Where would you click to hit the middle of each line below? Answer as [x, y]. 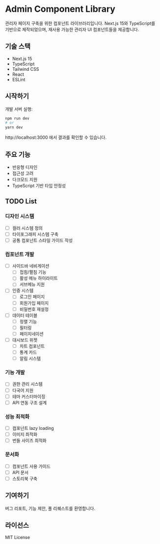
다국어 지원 [23, 390]
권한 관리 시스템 [27, 384]
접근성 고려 [23, 173]
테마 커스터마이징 [29, 396]
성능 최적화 [17, 417]
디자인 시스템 [20, 216]
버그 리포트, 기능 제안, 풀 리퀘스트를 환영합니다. [50, 508]
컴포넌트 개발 [20, 254]
